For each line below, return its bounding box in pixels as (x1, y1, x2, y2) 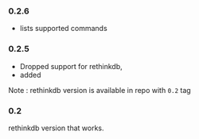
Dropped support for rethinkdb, (19, 61, 123, 71)
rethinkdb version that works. (8, 123, 105, 133)
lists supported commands (19, 24, 107, 33)
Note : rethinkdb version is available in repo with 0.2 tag (8, 85, 191, 95)
